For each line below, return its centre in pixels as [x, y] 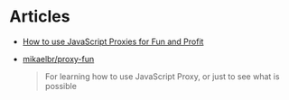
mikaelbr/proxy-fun [58, 59]
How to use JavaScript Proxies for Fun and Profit [113, 41]
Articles [40, 17]
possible [61, 86]
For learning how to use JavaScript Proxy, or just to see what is [162, 76]
